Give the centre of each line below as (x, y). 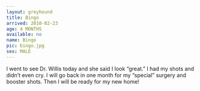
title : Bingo (23, 18)
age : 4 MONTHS (24, 29)
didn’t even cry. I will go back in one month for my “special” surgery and (96, 75)
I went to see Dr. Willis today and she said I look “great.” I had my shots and (100, 69)
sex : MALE (19, 52)
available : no (24, 35)
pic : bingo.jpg (25, 46)
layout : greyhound (29, 12)
